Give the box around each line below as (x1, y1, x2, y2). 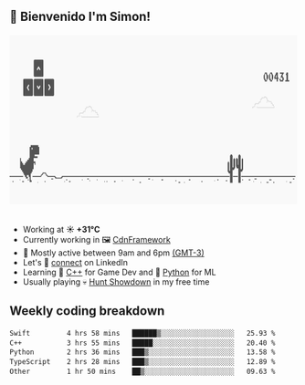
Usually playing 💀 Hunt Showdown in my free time (22, 276, 210, 287)
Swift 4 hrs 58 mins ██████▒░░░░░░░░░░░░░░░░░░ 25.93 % (9, 328, 276, 338)
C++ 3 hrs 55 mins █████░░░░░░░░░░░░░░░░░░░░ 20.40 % (9, 338, 276, 348)
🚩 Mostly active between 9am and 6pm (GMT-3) (22, 247, 205, 258)
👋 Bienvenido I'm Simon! (9, 9, 151, 25)
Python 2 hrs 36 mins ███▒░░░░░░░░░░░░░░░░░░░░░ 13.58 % (9, 348, 276, 357)
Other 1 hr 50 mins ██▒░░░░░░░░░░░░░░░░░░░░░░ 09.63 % (9, 367, 276, 377)
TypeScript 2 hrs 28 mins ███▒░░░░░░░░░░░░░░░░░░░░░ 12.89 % (9, 358, 276, 367)
